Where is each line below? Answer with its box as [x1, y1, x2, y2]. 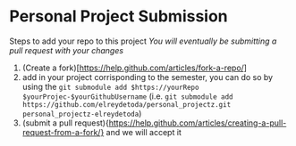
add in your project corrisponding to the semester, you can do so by [21, 71, 274, 82]
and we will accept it [106, 126, 182, 137]
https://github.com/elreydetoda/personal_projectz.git [21, 100, 232, 109]
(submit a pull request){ [21, 118, 109, 128]
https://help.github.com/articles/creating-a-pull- [108, 118, 287, 128]
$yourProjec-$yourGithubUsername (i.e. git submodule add [21, 91, 234, 101]
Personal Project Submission [9, 6, 228, 27]
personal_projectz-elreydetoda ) [21, 108, 142, 118]
